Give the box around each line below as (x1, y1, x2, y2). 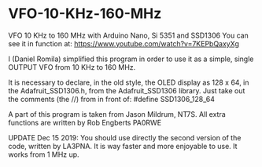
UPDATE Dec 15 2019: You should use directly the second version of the (8, 133, 242, 142)
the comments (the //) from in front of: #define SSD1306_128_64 (8, 94, 215, 103)
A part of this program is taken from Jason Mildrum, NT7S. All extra (8, 109, 226, 118)
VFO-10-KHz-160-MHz (8, 5, 162, 23)
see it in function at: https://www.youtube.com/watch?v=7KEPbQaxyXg (8, 38, 240, 48)
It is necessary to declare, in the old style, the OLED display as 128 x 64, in (8, 78, 249, 87)
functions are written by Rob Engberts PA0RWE (8, 118, 162, 127)
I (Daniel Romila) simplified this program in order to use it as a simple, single (8, 54, 254, 64)
